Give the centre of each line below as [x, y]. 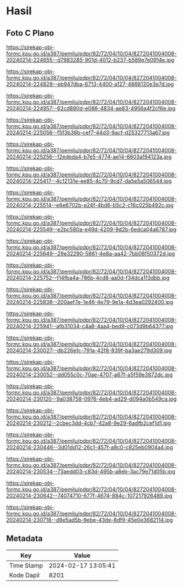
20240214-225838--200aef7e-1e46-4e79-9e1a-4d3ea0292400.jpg [90, 302]
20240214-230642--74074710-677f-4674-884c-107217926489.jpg [89, 496]
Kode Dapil [24, 575]
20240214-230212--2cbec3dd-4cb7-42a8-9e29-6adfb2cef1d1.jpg [89, 423]
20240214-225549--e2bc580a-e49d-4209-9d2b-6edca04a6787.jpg [91, 229]
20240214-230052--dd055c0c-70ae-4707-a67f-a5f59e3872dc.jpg [89, 375]
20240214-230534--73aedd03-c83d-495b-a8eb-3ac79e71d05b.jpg [91, 471]
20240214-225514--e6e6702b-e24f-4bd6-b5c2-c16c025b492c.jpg [90, 205]
